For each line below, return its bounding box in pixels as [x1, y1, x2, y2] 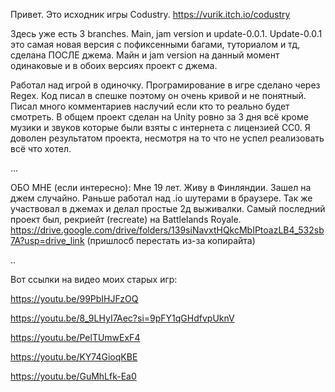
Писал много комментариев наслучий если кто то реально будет [10, 100, 290, 112]
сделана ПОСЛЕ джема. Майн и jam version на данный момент [10, 49, 280, 61]
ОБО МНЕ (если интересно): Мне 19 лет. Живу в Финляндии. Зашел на [10, 182, 312, 193]
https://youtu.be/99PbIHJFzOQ [10, 293, 139, 304]
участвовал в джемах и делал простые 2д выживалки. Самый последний [10, 203, 326, 214]
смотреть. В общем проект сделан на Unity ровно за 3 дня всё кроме [10, 111, 309, 123]
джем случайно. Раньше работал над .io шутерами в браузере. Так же [10, 192, 313, 204]
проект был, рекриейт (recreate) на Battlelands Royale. [10, 214, 242, 225]
